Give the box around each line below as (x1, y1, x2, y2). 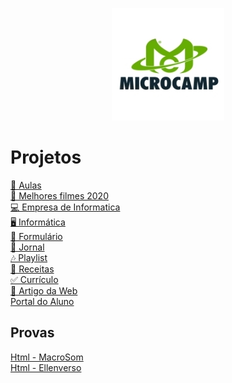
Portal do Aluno (10, 295, 75, 307)
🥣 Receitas (10, 263, 55, 275)
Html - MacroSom (10, 351, 84, 363)
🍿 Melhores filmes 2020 (10, 189, 109, 202)
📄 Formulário (10, 230, 63, 242)
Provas (10, 324, 55, 342)
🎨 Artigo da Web (10, 284, 78, 297)
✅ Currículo (10, 273, 59, 285)
